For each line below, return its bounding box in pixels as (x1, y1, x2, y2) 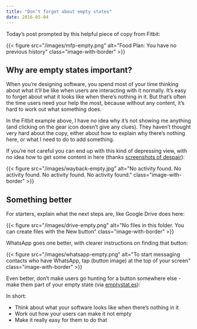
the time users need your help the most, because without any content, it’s (6, 100, 185, 107)
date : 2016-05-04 (6, 14, 49, 20)
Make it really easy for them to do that (14, 317, 107, 324)
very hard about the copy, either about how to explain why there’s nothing (6, 130, 186, 137)
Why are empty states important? (6, 65, 133, 75)
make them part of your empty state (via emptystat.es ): (6, 281, 140, 288)
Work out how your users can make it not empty (14, 310, 132, 317)
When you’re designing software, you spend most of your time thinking (6, 81, 179, 88)
